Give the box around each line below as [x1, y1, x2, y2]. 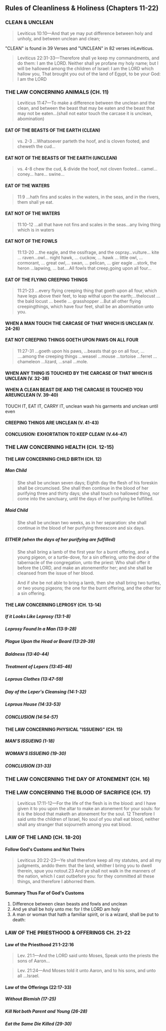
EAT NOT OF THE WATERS [5, 210, 60, 216]
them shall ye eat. [17, 199, 54, 205]
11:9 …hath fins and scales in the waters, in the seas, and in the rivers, [17, 194, 160, 200]
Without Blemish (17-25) [5, 996, 56, 1002]
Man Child [5, 467, 27, 473]
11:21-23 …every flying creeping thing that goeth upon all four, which [17, 288, 157, 294]
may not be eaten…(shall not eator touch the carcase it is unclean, [17, 110, 153, 116]
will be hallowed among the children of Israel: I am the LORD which [17, 65, 154, 71]
